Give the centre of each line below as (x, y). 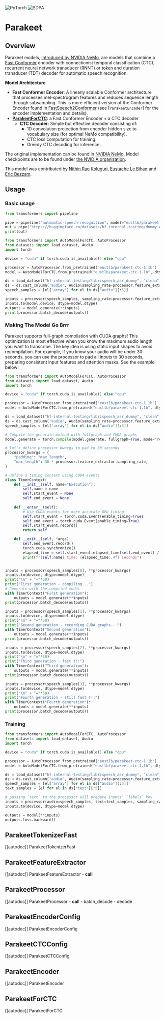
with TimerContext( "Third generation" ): (47, 666)
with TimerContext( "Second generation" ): (48, 630)
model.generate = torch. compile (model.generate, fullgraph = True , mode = (80, 439)
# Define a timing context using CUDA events (52, 475)
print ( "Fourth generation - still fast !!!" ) (52, 698)
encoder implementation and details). (50, 113)
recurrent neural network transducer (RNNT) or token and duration (72, 68)
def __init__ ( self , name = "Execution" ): (55, 484)
